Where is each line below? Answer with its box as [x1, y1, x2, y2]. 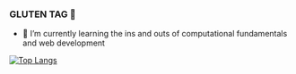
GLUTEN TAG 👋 [9, 8, 76, 21]
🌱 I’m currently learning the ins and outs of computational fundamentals [22, 29, 288, 39]
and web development [22, 37, 106, 48]
